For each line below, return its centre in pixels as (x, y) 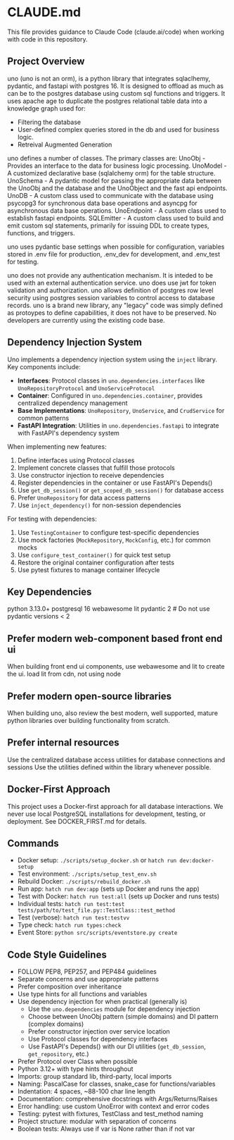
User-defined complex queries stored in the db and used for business (118, 129)
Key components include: (44, 366)
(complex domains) (56, 1024)
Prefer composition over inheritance (69, 986)
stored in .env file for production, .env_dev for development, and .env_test (113, 254)
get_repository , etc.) (58, 1054)
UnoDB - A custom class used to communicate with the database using (110, 195)
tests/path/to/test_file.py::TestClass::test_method (96, 911)
